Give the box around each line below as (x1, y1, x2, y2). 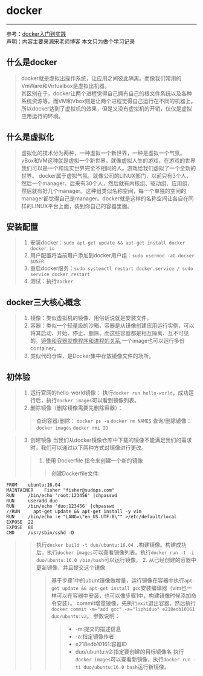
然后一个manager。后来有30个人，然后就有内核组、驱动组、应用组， (21, 180, 193, 187)
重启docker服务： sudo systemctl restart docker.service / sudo (30, 265, 193, 272)
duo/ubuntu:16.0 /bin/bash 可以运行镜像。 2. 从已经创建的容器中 (36, 556, 197, 563)
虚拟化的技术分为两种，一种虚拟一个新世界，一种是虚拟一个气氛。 (21, 149, 185, 157)
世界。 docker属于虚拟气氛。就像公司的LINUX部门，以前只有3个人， (21, 172, 192, 179)
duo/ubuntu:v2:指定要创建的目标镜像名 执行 (75, 648, 184, 655)
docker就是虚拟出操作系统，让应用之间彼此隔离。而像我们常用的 (21, 74, 182, 82)
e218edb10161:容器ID (75, 641, 127, 647)
